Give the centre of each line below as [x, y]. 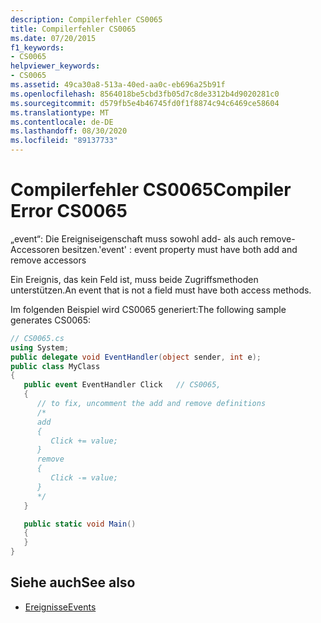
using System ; [40, 347]
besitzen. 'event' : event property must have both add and [179, 249]
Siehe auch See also [73, 582]
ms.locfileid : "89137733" [64, 141]
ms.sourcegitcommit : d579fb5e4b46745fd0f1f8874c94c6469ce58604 [145, 103]
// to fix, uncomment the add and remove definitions [151, 404]
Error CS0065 [69, 211]
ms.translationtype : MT [60, 112]
